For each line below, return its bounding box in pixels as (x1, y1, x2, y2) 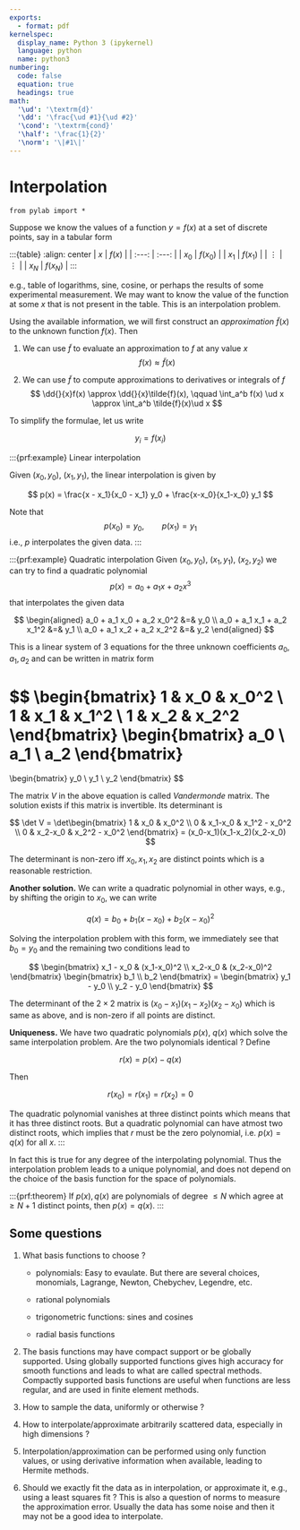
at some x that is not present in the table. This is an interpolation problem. (9, 299, 281, 310)
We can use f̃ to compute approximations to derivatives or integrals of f (21, 374, 286, 385)
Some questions (9, 1226, 102, 1242)
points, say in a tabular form (9, 231, 113, 242)
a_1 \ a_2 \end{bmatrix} (9, 744, 184, 764)
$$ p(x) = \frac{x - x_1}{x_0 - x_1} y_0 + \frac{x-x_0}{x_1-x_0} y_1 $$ (27, 489, 274, 500)
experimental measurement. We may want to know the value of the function (9, 289, 289, 300)
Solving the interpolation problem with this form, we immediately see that (9, 933, 279, 943)
